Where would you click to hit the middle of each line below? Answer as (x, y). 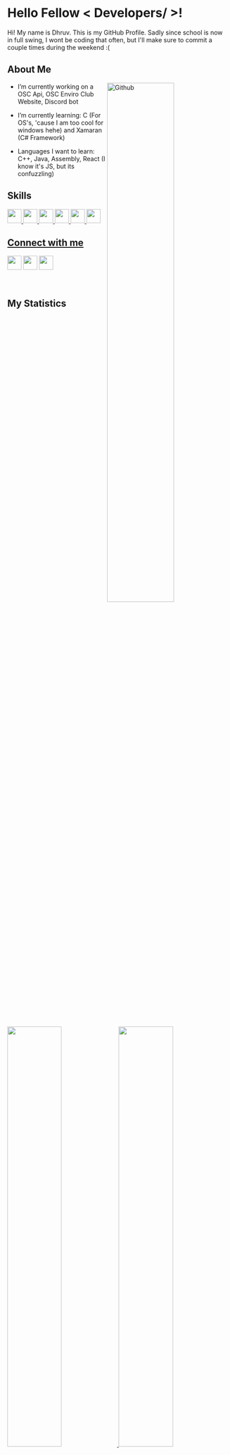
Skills (19, 196)
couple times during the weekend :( (59, 47)
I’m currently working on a (55, 87)
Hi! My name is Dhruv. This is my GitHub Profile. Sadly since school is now (115, 32)
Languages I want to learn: (56, 151)
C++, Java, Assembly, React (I (61, 158)
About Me (29, 69)
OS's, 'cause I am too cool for (60, 122)
